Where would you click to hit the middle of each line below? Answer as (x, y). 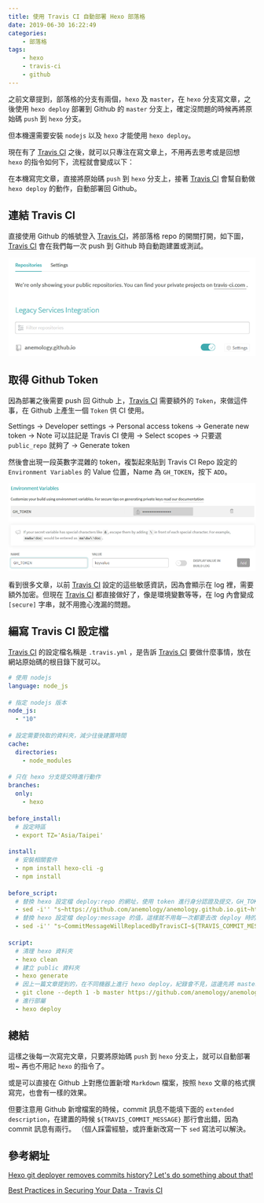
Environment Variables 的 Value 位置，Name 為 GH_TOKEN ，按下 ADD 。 (120, 471)
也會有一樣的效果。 (60, 1092)
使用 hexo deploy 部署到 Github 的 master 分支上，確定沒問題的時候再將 (130, 108)
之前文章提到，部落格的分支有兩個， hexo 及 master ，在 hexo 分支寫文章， (126, 99)
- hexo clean (37, 959)
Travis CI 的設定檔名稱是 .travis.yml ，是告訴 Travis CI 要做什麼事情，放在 (130, 651)
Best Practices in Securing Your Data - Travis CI (86, 1190)
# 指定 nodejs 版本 (38, 702)
